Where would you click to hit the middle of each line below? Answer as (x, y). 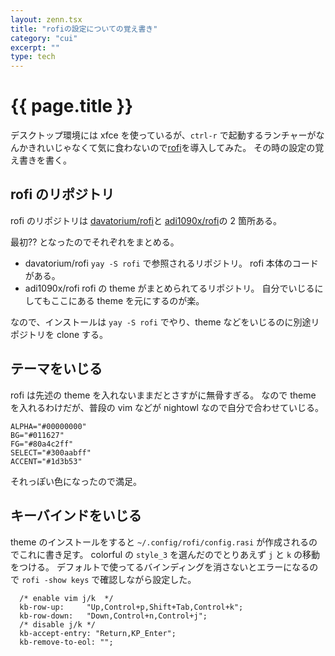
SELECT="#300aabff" (51, 452)
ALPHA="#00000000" (48, 426)
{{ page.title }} (72, 106)
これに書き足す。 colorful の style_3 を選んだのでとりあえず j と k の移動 (169, 554)
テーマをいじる (56, 369)
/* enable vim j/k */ (66, 598)
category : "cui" (44, 38)
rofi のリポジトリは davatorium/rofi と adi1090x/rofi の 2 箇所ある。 (146, 220)
